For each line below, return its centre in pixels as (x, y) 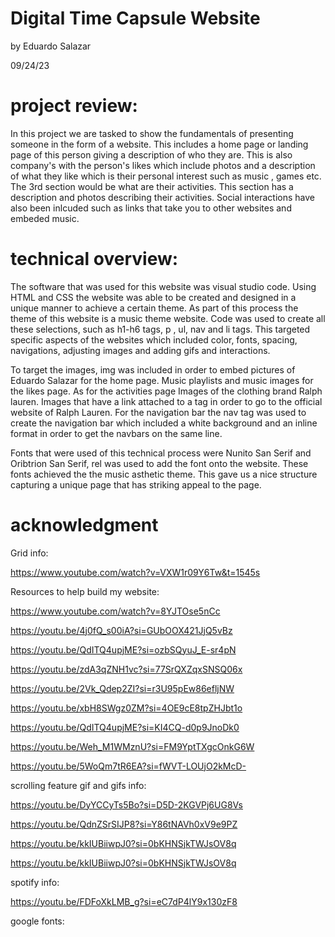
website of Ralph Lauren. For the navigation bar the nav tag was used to (158, 412)
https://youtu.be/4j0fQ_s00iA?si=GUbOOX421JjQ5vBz (121, 630)
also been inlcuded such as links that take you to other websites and (151, 208)
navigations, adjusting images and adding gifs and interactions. (140, 350)
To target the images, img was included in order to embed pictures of (153, 369)
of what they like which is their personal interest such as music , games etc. (166, 176)
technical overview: (94, 259)
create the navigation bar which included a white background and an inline (164, 423)
